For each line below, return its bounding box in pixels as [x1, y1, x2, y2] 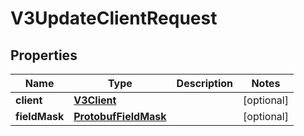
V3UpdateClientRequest [10, 7, 218, 30]
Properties [10, 47, 78, 64]
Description [176, 77, 234, 90]
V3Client [73, 93, 117, 107]
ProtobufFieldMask [73, 110, 167, 123]
